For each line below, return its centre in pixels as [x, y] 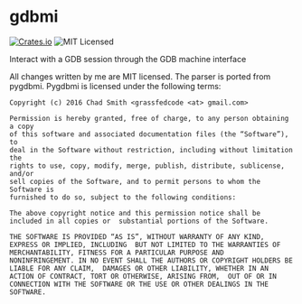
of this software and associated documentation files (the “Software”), [149, 134]
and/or [22, 173]
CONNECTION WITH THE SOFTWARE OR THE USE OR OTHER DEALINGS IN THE [139, 284]
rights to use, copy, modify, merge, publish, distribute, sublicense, [147, 166]
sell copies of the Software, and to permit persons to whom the [135, 181]
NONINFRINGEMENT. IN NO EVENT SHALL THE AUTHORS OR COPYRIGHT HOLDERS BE [151, 260]
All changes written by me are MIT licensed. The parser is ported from [140, 76]
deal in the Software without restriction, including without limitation [151, 150]
